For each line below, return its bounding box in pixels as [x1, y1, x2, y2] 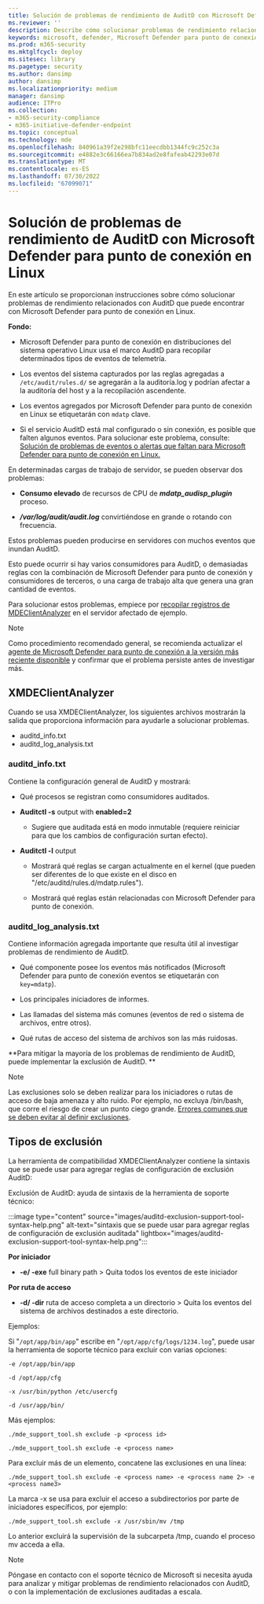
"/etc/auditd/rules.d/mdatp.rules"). [31, 878, 144, 887]
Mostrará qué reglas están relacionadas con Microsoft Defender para [31, 893, 255, 902]
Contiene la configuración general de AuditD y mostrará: [8, 776, 191, 786]
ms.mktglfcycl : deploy [8, 48, 82, 56]
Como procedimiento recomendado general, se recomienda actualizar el [8, 638, 243, 647]
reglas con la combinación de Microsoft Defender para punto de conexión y [8, 567, 253, 577]
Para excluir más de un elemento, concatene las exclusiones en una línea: [8, 1458, 247, 1467]
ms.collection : [8, 107, 58, 115]
